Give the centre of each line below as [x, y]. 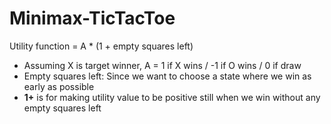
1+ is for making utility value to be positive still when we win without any [172, 97]
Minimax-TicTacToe [92, 18]
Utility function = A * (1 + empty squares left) [101, 46]
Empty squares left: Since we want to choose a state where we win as [167, 76]
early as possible [59, 86]
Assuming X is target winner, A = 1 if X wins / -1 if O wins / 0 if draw [162, 65]
